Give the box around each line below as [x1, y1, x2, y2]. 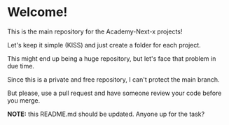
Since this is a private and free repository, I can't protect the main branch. [7, 75, 220, 84]
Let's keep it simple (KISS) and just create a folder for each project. [7, 41, 201, 49]
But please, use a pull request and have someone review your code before [7, 89, 222, 97]
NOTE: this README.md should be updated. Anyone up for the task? [7, 110, 205, 118]
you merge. [7, 96, 41, 105]
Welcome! [7, 4, 68, 20]
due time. [7, 61, 35, 70]
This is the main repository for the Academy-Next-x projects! [7, 27, 183, 36]
